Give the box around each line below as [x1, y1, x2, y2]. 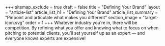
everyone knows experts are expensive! [5, 35, 86, 41]
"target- [142, 15, 159, 20]
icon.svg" [5, 20, 25, 25]
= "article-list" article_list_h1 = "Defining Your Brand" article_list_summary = [5, 9, 158, 15]
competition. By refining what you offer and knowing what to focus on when [5, 25, 159, 31]
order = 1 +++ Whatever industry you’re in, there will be [25, 20, 137, 25]
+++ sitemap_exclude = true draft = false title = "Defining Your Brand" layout [5, 4, 160, 10]
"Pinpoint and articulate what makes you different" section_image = [5, 15, 142, 20]
